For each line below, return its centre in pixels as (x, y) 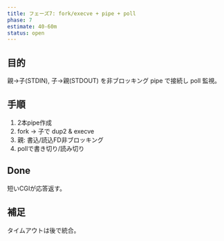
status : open (26, 33)
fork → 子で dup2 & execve (56, 131)
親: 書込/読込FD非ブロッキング (60, 140)
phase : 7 (20, 20)
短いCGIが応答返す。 (37, 188)
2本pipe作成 (35, 123)
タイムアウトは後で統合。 (44, 230)
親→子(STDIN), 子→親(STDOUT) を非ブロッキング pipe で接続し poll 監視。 (114, 81)
